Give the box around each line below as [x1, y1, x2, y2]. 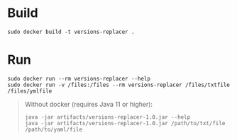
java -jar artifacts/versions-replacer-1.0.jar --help [24, 113, 191, 121]
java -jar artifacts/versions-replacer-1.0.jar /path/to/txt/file [24, 119, 226, 127]
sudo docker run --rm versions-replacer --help [7, 75, 151, 82]
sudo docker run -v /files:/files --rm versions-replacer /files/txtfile [7, 81, 231, 88]
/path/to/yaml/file [24, 126, 83, 133]
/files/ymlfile [7, 87, 53, 95]
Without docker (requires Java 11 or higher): [24, 100, 153, 108]
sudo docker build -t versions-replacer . [7, 28, 135, 35]
